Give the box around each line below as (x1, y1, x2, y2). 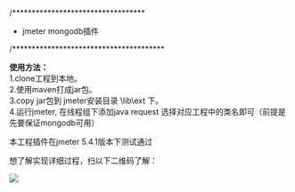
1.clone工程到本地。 (9, 73, 82, 84)
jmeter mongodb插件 (21, 26, 100, 36)
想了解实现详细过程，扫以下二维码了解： (9, 156, 158, 165)
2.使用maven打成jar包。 (9, 84, 98, 94)
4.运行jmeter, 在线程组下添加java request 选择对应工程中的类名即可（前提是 (9, 107, 287, 116)
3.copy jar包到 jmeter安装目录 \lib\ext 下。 (9, 95, 163, 106)
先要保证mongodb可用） (9, 117, 100, 128)
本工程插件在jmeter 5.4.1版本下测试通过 (9, 137, 153, 147)
